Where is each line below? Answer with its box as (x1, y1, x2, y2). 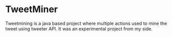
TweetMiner (5, 4, 58, 15)
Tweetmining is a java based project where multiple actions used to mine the (5, 20, 167, 26)
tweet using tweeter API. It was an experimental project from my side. (5, 25, 153, 31)
